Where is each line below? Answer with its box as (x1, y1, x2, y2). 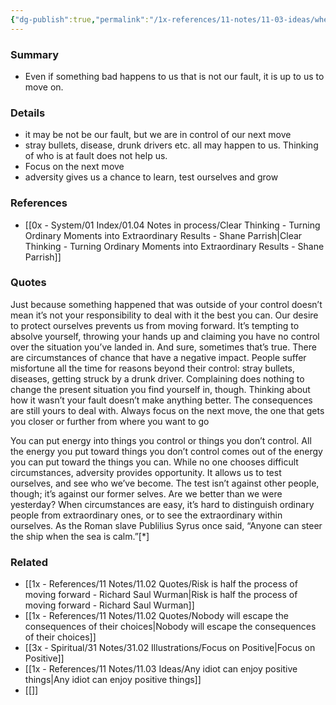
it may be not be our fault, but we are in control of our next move (24, 129, 292, 141)
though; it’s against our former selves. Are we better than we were (10, 487, 283, 500)
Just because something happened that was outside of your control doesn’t (10, 298, 323, 310)
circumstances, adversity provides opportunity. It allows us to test (10, 466, 282, 478)
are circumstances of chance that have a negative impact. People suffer (10, 351, 307, 363)
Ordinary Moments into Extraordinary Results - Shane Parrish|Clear (24, 229, 303, 241)
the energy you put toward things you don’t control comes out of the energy (10, 445, 323, 457)
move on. (24, 81, 64, 93)
